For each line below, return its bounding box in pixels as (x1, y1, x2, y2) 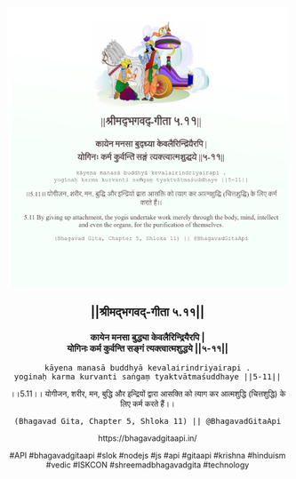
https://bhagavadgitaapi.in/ (98, 433, 197, 443)
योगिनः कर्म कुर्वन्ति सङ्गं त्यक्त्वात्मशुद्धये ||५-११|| (66, 342, 229, 355)
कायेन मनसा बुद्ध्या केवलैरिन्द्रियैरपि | (90, 331, 205, 344)
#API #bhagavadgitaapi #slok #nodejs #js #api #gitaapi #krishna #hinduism (9, 450, 286, 460)
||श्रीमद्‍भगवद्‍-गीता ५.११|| (90, 305, 205, 320)
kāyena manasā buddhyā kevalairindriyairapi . (44, 363, 252, 372)
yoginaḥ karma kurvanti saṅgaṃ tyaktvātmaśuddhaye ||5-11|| (13, 371, 282, 381)
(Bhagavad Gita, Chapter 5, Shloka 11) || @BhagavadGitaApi (13, 416, 282, 426)
